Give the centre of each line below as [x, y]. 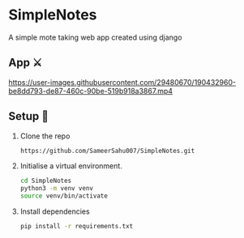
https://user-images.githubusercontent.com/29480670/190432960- [122, 82]
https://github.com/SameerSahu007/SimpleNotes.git [107, 151]
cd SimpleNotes [46, 181]
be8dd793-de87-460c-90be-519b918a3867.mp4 [90, 91]
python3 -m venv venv [57, 189]
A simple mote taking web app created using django [95, 37]
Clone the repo [45, 136]
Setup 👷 [29, 116]
